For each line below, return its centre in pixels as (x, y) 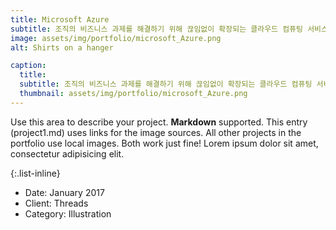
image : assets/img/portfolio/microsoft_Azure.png (116, 38)
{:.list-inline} (35, 173)
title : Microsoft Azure (60, 19)
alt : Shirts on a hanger (62, 47)
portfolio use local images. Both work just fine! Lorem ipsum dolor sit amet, (164, 143)
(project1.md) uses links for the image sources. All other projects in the (156, 132)
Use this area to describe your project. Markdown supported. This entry (159, 122)
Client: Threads (56, 203)
